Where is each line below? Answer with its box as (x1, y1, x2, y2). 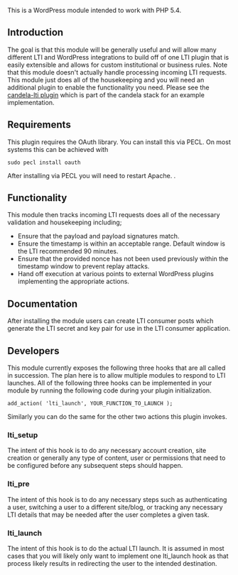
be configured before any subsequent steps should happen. (7, 461, 183, 470)
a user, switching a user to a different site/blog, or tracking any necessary (7, 503, 223, 511)
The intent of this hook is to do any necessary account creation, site (7, 447, 207, 455)
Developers (7, 344, 60, 357)
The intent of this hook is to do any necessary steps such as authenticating (7, 495, 227, 503)
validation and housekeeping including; (7, 218, 122, 226)
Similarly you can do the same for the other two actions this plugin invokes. (7, 412, 227, 421)
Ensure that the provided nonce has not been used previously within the (17, 255, 229, 263)
